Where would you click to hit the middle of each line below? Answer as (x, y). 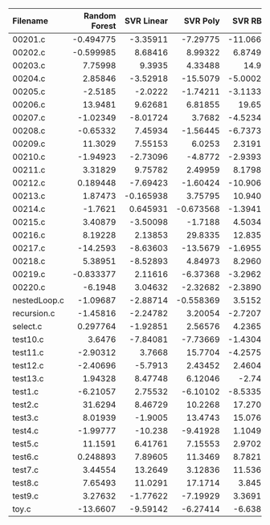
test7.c (25, 470)
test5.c (25, 444)
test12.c (28, 366)
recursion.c (34, 313)
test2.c (25, 405)
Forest (104, 26)
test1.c (25, 391)
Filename (30, 21)
